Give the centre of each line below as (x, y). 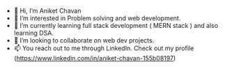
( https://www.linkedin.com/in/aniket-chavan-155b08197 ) (95, 58)
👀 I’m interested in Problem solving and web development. (97, 18)
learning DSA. (34, 33)
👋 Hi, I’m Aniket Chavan (47, 11)
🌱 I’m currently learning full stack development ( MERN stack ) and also (116, 25)
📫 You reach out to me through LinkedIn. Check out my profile (104, 48)
